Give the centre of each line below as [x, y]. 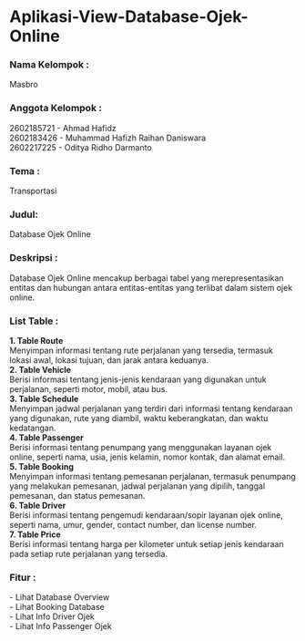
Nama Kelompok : [49, 65]
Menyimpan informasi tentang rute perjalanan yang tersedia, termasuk [141, 350]
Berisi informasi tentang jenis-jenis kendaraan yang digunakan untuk [138, 379]
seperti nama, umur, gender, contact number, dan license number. [133, 524]
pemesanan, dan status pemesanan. [77, 495]
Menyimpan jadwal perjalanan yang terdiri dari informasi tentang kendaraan [151, 408]
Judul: [24, 214]
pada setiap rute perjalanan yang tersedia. [89, 553]
